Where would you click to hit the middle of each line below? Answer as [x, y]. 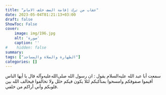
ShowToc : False [21, 24]
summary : [14, 52]
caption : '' [27, 43]
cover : [12, 29]
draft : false [19, 19]
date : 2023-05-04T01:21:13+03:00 [41, 15]
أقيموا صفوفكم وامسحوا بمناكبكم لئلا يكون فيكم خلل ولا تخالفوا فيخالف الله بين [79, 81]
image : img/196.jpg [35, 33]
